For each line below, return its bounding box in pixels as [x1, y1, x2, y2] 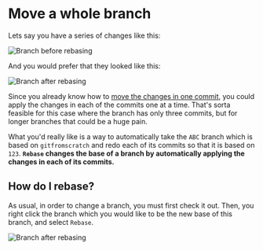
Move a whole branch [8, 5, 152, 23]
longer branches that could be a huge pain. [8, 116, 148, 126]
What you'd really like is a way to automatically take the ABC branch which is [8, 131, 253, 142]
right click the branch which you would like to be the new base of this [8, 209, 233, 219]
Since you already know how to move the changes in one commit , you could [8, 91, 255, 101]
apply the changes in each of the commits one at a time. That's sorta [8, 100, 231, 109]
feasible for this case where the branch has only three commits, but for [8, 108, 238, 118]
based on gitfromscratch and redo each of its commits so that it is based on [8, 140, 255, 149]
